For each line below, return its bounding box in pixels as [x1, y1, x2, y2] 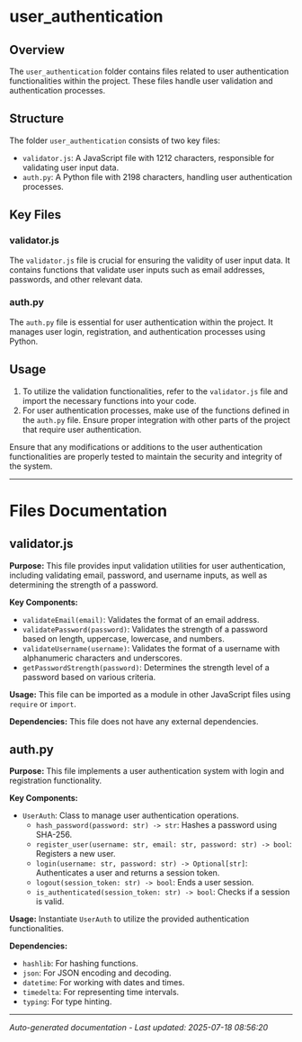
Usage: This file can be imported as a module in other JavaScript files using [9, 688, 290, 699]
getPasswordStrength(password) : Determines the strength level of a [22, 661, 270, 672]
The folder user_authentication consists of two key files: [9, 135, 220, 146]
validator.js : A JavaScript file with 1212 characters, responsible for [22, 152, 275, 163]
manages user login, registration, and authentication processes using [9, 326, 266, 337]
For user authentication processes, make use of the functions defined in [22, 405, 290, 416]
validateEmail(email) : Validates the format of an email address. [22, 614, 260, 624]
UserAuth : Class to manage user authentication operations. [22, 810, 240, 821]
